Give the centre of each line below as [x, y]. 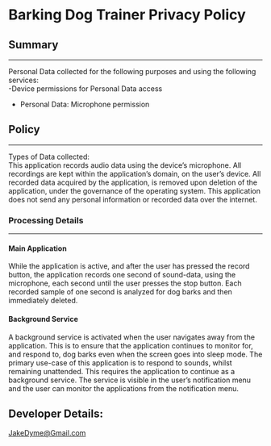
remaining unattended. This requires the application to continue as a [122, 371]
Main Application [38, 248]
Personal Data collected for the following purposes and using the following [132, 71]
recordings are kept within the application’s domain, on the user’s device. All [135, 173]
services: [23, 80]
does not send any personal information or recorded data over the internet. [133, 199]
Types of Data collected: [49, 156]
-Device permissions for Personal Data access [85, 89]
